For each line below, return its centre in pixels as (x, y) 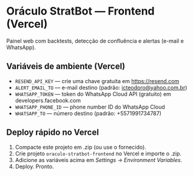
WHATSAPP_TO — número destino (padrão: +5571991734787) (88, 113)
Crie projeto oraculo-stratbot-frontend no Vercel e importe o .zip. (98, 154)
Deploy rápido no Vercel (52, 133)
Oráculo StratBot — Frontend (80, 11)
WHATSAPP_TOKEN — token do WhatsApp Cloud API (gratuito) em (93, 94)
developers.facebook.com (48, 100)
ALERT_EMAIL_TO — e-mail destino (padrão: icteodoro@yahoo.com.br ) (101, 87)
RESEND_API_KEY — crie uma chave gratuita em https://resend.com (97, 81)
